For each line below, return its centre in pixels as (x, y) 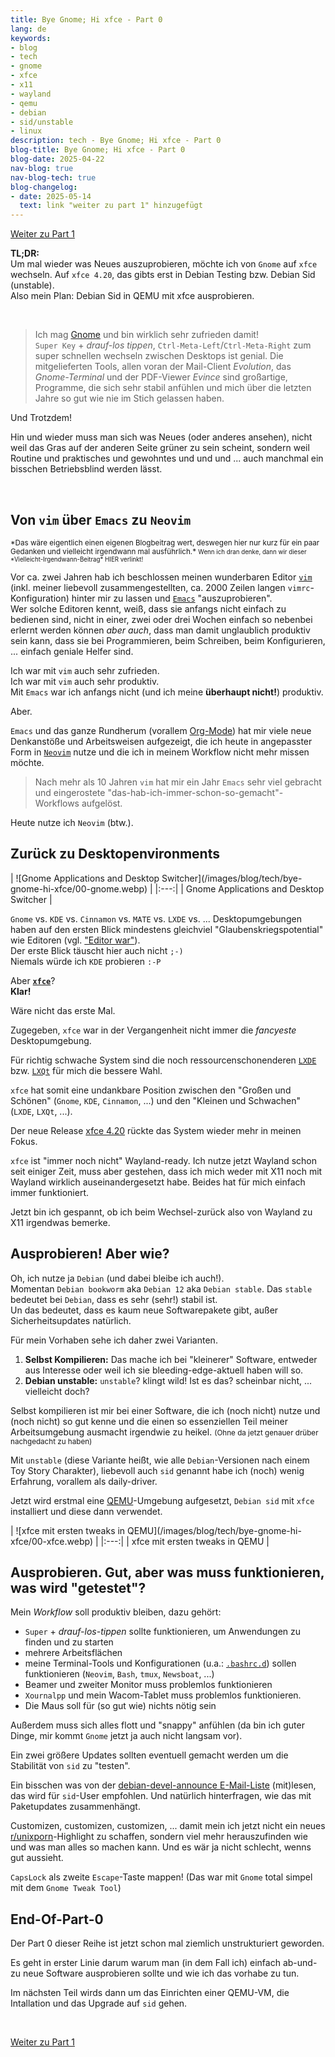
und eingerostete (70, 792)
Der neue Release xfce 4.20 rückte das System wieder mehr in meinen (156, 1130)
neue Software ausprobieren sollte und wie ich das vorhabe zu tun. (161, 1973)
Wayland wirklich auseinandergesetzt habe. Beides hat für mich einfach (158, 1182)
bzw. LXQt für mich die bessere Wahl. (86, 1070)
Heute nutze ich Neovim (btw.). (72, 822)
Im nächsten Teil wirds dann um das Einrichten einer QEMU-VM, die (150, 1993)
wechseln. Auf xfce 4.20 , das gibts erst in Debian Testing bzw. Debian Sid (163, 275)
